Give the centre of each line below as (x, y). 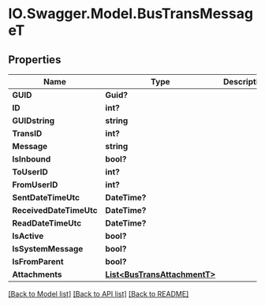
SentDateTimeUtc (46, 198)
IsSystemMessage (48, 249)
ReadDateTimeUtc (47, 223)
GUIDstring (34, 121)
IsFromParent (38, 261)
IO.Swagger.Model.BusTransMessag (131, 14)
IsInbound (32, 159)
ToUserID (30, 172)
